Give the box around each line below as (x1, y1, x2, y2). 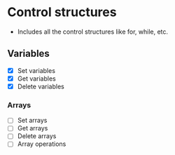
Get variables (17, 74, 56, 83)
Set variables (17, 66, 56, 74)
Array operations (17, 140, 66, 148)
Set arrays (17, 116, 48, 125)
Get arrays (17, 124, 48, 133)
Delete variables (17, 82, 64, 90)
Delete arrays (17, 132, 57, 140)
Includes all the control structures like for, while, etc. (17, 27, 169, 36)
